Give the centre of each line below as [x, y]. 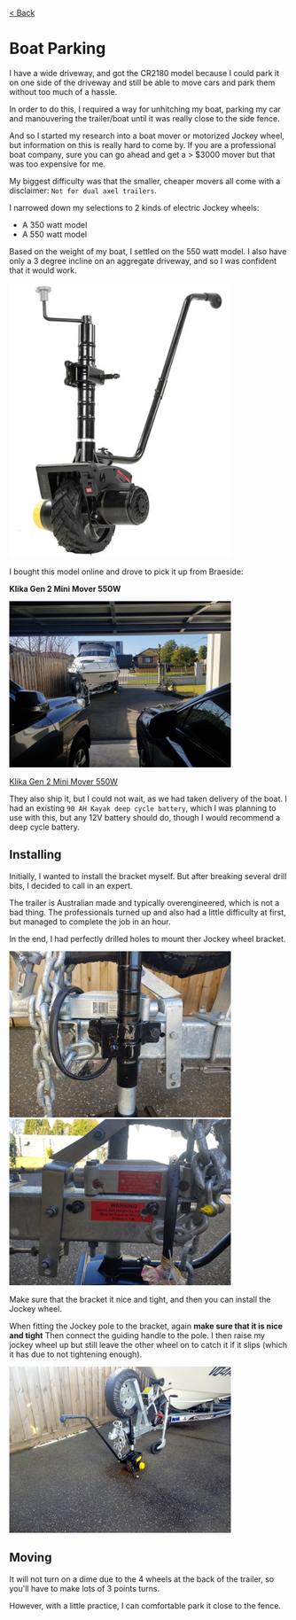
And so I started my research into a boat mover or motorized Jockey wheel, [147, 136]
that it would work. [43, 270]
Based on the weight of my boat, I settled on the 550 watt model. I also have [148, 251]
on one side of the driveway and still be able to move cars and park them [142, 82]
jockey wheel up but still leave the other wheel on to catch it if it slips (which [148, 1344]
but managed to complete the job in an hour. [90, 922]
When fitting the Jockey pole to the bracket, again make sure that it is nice [146, 1326]
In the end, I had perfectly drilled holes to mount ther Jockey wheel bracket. [148, 939]
